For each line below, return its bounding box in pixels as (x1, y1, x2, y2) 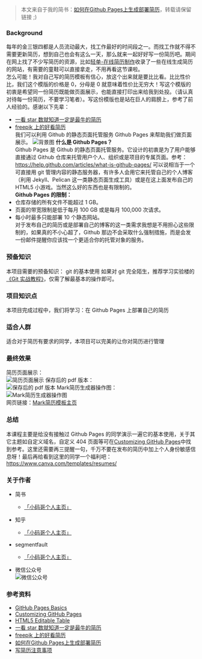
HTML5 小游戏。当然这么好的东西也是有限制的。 (14, 183, 135, 191)
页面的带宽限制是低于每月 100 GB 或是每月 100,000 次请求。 (14, 206, 164, 213)
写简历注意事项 (14, 646, 52, 654)
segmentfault (14, 541, 48, 548)
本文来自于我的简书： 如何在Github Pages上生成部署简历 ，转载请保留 (20, 6, 192, 13)
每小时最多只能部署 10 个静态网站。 (14, 213, 103, 221)
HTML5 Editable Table (14, 617, 70, 624)
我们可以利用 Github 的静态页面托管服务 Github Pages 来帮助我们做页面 (14, 131, 192, 138)
